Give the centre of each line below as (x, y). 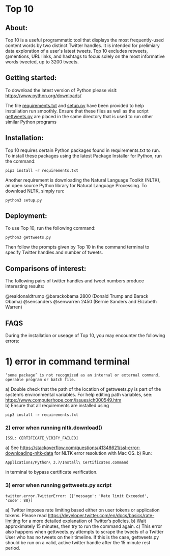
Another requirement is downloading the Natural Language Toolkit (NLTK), (83, 180)
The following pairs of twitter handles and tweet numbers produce (75, 281)
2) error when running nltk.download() (54, 428)
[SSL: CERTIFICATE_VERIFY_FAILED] (42, 438)
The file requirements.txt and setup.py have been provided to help (75, 105)
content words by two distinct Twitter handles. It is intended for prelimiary (83, 46)
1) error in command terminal (68, 362)
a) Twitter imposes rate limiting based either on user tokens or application (82, 510)
